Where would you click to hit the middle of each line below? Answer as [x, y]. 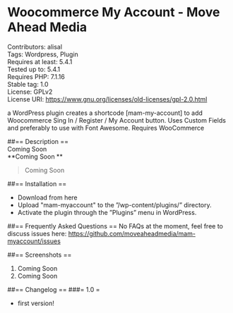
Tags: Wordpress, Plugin [43, 54]
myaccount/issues [34, 241]
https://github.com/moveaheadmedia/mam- [132, 233]
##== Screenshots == [40, 254]
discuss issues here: [37, 233]
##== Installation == [37, 183]
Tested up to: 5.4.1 [34, 69]
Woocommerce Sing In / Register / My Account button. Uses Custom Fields [116, 120]
